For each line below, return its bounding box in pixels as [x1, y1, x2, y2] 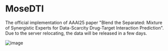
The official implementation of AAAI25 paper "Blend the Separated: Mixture [5, 19, 163, 25]
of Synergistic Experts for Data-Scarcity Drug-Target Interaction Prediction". [5, 24, 164, 30]
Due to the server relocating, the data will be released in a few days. [5, 30, 147, 36]
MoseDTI [5, 3, 44, 14]
